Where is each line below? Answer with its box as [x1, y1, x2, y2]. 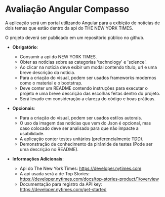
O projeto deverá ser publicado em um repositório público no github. [5, 35, 145, 40]
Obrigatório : [12, 44, 38, 50]
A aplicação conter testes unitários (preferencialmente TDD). [19, 136, 144, 142]
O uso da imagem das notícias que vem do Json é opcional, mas [19, 120, 151, 126]
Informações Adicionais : [12, 156, 64, 161]
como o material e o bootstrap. [19, 80, 82, 86]
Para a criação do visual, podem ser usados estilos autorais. [19, 115, 142, 120]
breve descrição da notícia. [19, 69, 76, 75]
